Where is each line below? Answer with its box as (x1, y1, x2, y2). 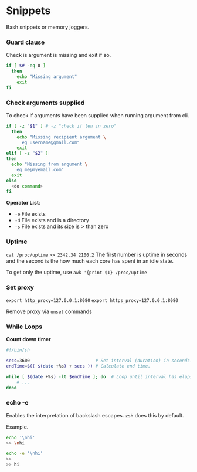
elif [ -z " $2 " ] (6, 151, 49, 157)
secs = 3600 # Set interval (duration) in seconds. (6, 358, 193, 364)
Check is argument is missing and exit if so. (6, 52, 111, 59)
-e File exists (14, 210, 46, 218)
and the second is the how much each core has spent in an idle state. (6, 257, 174, 264)
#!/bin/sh (6, 347, 30, 353)
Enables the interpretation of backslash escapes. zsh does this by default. (6, 412, 184, 419)
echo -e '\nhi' (6, 450, 43, 457)
